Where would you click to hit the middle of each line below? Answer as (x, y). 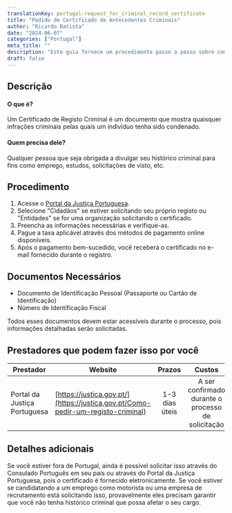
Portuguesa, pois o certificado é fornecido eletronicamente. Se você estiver (115, 480)
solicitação (206, 424)
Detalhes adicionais (51, 449)
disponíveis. (34, 240)
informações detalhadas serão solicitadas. (67, 329)
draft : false (26, 59)
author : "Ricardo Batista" (46, 26)
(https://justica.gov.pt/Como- (103, 403)
